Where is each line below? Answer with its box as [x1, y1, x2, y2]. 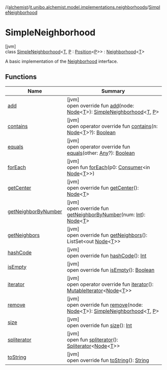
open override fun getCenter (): [67, 184, 139, 191]
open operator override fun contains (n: [67, 123, 158, 129]
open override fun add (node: [67, 102, 134, 109]
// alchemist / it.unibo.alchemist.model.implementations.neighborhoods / [5, 4, 149, 10]
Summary [101, 87, 125, 94]
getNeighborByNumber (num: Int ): [67, 211, 146, 218]
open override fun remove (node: [67, 301, 143, 308]
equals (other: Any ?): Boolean [67, 149, 135, 156]
